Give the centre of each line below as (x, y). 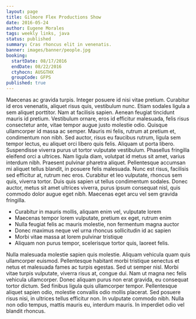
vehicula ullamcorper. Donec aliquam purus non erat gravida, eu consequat (97, 279)
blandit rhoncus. (26, 311)
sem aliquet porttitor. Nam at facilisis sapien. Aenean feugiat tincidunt (90, 112)
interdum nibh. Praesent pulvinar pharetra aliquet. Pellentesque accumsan (96, 162)
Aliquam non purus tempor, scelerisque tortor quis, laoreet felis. (92, 243)
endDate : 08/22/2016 (36, 66)
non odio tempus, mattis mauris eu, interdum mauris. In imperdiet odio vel (95, 305)
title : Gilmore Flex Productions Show (54, 17)
